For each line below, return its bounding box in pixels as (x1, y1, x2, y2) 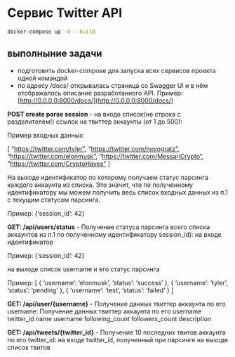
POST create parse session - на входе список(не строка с (7, 110, 181, 118)
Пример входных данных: (7, 131, 85, 139)
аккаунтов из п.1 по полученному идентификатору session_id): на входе (7, 230, 222, 238)
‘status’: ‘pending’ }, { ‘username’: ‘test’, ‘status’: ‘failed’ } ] (7, 286, 174, 294)
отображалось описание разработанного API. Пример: (17, 89, 184, 97)
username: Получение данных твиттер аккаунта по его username (7, 307, 202, 316)
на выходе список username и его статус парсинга (7, 265, 160, 273)
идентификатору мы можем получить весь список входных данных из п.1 (7, 188, 228, 196)
